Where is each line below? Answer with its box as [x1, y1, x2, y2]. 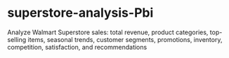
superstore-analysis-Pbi [7, 5, 154, 21]
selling [7, 35, 27, 43]
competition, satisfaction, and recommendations [7, 43, 148, 51]
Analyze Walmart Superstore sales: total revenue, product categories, [7, 28, 209, 36]
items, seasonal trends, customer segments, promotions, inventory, [27, 35, 223, 43]
